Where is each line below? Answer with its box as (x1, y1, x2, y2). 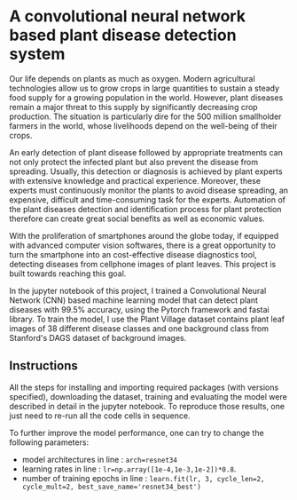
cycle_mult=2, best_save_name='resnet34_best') (21, 482, 201, 491)
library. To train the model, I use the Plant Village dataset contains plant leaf (9, 313, 285, 324)
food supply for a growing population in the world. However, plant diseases (9, 91, 284, 103)
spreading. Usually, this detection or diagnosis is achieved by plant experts (9, 166, 283, 177)
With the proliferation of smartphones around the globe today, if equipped (9, 230, 279, 241)
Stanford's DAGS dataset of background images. (9, 332, 187, 343)
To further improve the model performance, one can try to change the (9, 427, 264, 438)
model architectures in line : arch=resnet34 (21, 454, 177, 464)
